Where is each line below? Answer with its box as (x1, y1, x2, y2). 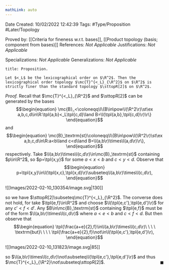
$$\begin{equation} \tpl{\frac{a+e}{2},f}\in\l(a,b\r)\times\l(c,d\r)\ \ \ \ (13, 223, 156, 229)
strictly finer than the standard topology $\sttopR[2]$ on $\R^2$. (5, 84, 152, 89)
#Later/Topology (5, 26, 40, 33)
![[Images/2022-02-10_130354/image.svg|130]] (5, 185, 103, 191)
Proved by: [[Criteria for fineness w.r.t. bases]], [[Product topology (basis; (5, 36, 158, 42)
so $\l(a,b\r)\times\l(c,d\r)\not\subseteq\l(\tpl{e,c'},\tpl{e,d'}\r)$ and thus (5, 253, 156, 259)
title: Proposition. (5, 66, 49, 71)
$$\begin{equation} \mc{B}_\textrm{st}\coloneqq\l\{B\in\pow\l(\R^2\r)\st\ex (6, 132, 163, 138)
